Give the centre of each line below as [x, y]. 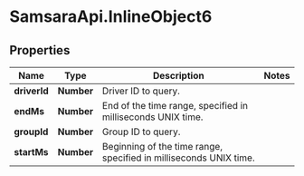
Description [179, 76]
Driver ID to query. [142, 91]
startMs [31, 152]
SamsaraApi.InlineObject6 [111, 17]
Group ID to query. [142, 132]
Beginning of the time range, [163, 147]
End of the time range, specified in [176, 106]
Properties [40, 50]
